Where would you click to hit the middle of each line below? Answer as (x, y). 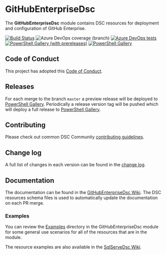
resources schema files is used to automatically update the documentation (82, 198)
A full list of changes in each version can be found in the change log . (76, 165)
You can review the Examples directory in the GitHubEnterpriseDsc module (82, 227)
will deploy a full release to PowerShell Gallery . (53, 109)
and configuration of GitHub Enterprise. (45, 28)
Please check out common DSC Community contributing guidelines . (75, 137)
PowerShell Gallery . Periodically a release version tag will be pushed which (82, 104)
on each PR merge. (25, 203)
